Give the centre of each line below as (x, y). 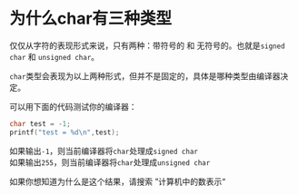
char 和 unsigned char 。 (55, 56)
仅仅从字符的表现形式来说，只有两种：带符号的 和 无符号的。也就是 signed (147, 45)
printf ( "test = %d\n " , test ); (65, 132)
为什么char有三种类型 (91, 19)
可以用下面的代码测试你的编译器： (73, 106)
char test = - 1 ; (40, 123)
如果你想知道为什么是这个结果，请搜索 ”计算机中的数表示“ (118, 181)
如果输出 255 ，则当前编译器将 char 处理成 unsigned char (110, 162)
